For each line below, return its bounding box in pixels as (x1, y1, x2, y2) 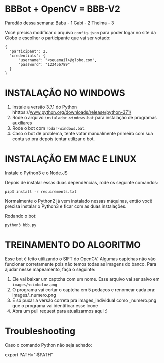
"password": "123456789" (18, 62, 70, 67)
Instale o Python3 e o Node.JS (5, 170, 68, 176)
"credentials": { (9, 53, 46, 58)
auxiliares (12, 120, 32, 126)
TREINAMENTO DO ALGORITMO (5, 239, 141, 250)
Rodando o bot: (5, 213, 37, 219)
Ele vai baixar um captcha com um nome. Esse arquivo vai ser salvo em (12, 276, 160, 282)
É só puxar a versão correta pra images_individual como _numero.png (12, 297, 157, 303)
